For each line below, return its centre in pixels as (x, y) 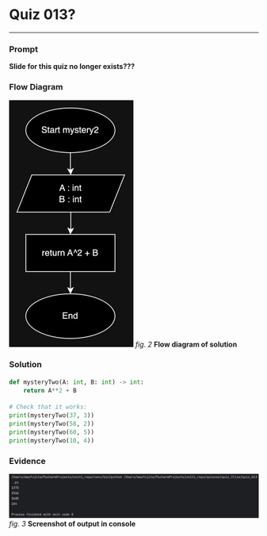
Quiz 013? (42, 15)
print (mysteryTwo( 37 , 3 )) (51, 415)
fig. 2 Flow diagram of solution (186, 344)
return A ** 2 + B (50, 390)
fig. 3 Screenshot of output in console (72, 524)
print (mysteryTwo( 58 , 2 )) (51, 424)
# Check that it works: (48, 407)
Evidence (27, 461)
